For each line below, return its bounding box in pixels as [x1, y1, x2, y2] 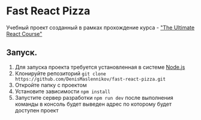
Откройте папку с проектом [14, 81, 87, 88]
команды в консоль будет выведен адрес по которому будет [14, 100, 172, 107]
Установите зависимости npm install [14, 88, 111, 95]
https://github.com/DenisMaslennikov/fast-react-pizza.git [14, 76, 166, 82]
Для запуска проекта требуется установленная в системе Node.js [14, 63, 185, 70]
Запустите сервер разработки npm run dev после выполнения [14, 94, 174, 101]
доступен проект [14, 106, 59, 114]
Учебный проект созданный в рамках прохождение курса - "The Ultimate [6, 24, 195, 31]
